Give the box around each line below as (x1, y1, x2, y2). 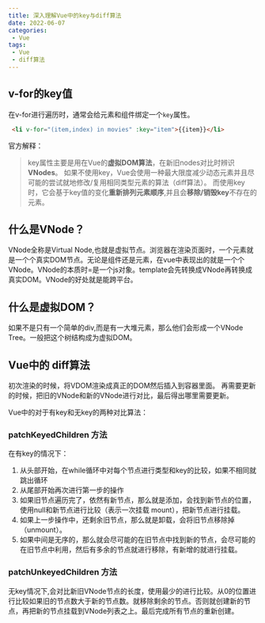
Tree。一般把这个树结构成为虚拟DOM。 (8, 333, 137, 342)
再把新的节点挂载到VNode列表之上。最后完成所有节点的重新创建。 (21, 606, 239, 615)
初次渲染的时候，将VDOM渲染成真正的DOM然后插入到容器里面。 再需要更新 (8, 381, 256, 390)
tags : (8, 41, 26, 49)
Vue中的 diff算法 (8, 358, 91, 372)
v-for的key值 (8, 87, 73, 101)
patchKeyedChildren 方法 (8, 429, 108, 440)
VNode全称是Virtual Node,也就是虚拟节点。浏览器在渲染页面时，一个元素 (8, 245, 247, 254)
